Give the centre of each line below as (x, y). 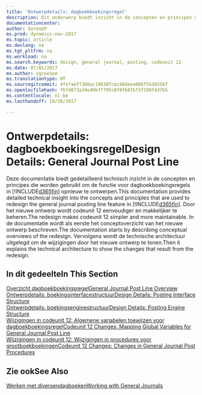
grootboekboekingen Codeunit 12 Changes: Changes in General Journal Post (101, 346)
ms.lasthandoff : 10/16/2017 (41, 101)
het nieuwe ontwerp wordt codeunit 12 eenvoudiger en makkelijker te (92, 210)
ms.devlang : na (25, 46)
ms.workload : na (26, 57)
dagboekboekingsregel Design (84, 149)
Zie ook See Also (37, 371)
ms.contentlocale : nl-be (37, 96)
